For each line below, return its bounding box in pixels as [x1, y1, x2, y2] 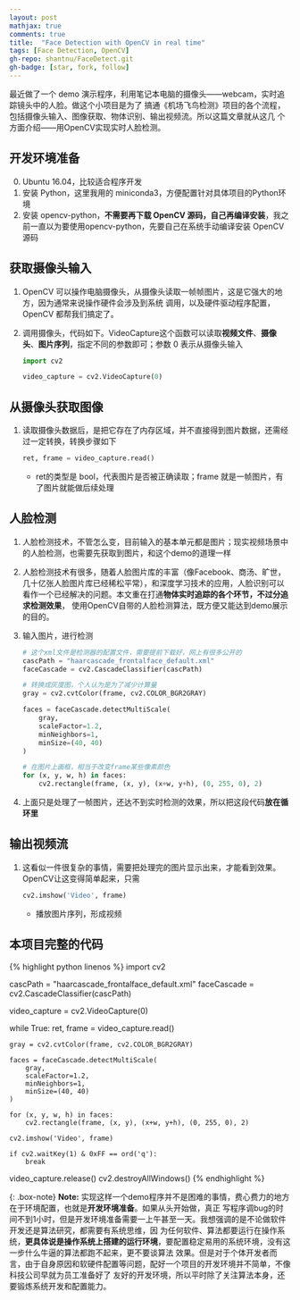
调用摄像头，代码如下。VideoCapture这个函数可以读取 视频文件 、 [21, 327, 262, 338]
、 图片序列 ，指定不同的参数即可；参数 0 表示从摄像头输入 [29, 339, 244, 349]
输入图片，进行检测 [21, 630, 94, 641]
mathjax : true [9, 21, 62, 30]
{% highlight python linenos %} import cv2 [9, 961, 166, 972]
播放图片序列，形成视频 [35, 908, 122, 918]
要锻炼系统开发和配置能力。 [9, 1280, 112, 1291]
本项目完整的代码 [9, 937, 104, 952]
